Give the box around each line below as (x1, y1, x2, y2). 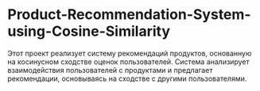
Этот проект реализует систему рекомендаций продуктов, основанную (7, 48, 252, 58)
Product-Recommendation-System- (7, 6, 251, 24)
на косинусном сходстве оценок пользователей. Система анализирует (7, 57, 250, 66)
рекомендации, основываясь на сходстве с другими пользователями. (7, 74, 247, 83)
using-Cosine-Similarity (7, 22, 171, 40)
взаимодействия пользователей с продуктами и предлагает (7, 65, 213, 74)
